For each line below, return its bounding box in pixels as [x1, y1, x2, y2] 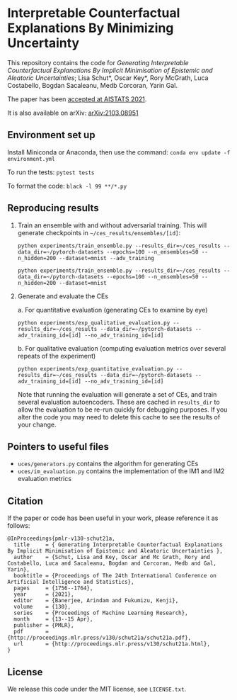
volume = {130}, [13, 604, 71, 611]
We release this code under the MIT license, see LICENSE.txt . [7, 685, 187, 693]
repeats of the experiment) [17, 351, 96, 360]
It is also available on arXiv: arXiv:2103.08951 [7, 108, 139, 117]
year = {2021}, [13, 591, 74, 598]
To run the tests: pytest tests [7, 168, 95, 176]
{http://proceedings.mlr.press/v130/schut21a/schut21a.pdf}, [7, 634, 192, 642]
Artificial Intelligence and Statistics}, [7, 579, 134, 586]
